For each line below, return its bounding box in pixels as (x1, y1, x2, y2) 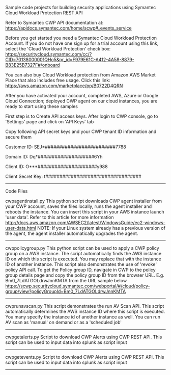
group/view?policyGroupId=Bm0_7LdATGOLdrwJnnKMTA (5, 288, 126, 294)
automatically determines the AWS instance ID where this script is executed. (5, 308, 165, 314)
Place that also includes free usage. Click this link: (5, 77, 110, 83)
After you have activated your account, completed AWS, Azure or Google (5, 93, 159, 98)
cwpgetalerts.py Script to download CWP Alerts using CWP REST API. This (5, 334, 162, 340)
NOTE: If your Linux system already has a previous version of (37, 225, 165, 231)
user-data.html (5, 225, 37, 231)
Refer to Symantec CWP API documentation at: (5, 20, 104, 25)
